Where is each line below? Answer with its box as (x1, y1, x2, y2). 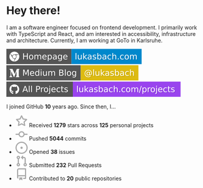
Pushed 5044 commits (29, 134, 87, 142)
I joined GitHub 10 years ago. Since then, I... (6, 103, 116, 110)
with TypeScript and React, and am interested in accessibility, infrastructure (6, 30, 196, 37)
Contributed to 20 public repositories (29, 175, 122, 182)
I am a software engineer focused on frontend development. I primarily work (6, 24, 198, 31)
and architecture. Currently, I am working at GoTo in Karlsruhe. (6, 37, 163, 44)
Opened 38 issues (29, 148, 75, 155)
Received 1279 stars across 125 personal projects (29, 121, 154, 128)
